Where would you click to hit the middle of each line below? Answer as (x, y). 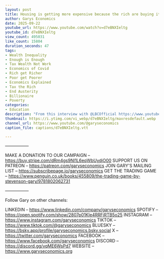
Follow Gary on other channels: (36, 200)
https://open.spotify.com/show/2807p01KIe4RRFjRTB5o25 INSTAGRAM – (79, 215)
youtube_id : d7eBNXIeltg (30, 32)
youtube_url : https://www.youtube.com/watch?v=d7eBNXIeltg (66, 28)
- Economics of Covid (27, 69)
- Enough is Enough (25, 60)
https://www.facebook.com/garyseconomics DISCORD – (62, 241)
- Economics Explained (28, 82)
